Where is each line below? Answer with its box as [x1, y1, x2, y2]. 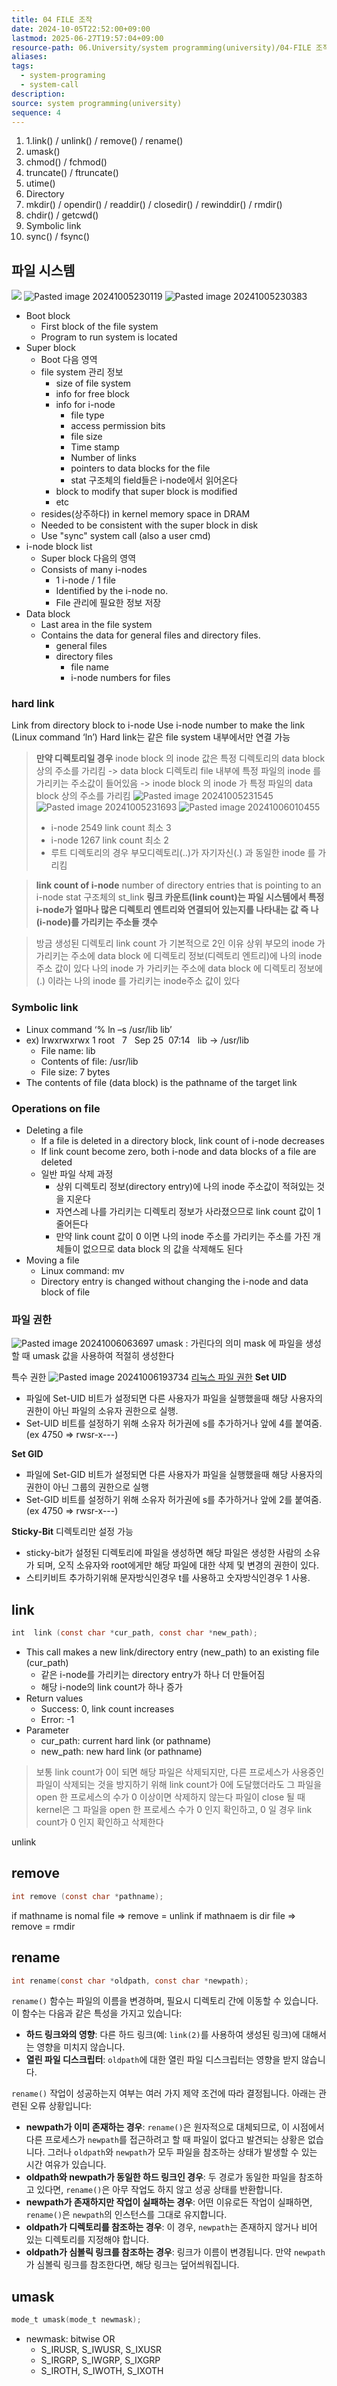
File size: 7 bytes [40, 1066, 111, 1078]
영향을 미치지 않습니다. [36, 2041, 126, 2053]
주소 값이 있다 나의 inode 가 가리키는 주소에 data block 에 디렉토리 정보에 [35, 962, 323, 975]
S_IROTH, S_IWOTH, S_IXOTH [40, 2365, 164, 2377]
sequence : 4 [11, 107, 61, 118]
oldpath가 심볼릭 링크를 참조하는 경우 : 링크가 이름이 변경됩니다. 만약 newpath [25, 2246, 326, 2258]
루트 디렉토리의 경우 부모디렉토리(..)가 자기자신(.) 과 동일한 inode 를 [50, 847, 316, 859]
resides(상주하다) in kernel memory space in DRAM [40, 508, 251, 520]
